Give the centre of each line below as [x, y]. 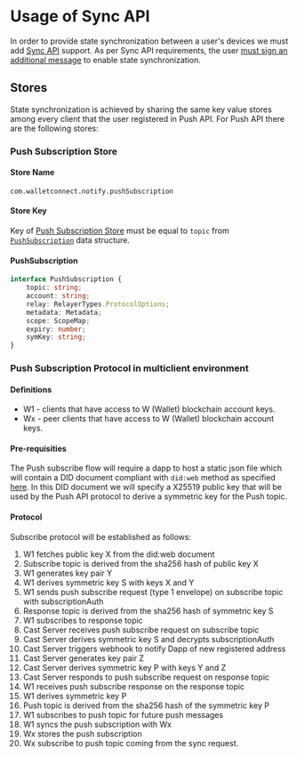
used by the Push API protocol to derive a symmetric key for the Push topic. [149, 496]
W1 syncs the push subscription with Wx [97, 724]
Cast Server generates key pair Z [84, 658]
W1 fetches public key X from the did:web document [119, 554]
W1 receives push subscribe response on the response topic [134, 686]
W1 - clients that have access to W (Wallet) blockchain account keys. [149, 409]
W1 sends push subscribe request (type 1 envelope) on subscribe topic [153, 592]
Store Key [28, 211]
